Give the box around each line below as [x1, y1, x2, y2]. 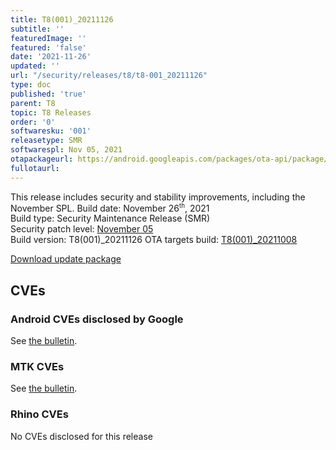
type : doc [10, 80, 52, 90]
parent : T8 [10, 98, 56, 108]
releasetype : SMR [10, 136, 83, 146]
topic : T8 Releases [10, 107, 92, 118]
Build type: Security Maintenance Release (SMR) [10, 212, 211, 225]
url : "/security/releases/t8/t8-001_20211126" [10, 71, 208, 81]
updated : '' [10, 61, 60, 71]
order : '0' [10, 117, 56, 127]
